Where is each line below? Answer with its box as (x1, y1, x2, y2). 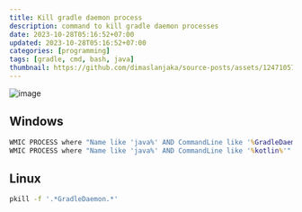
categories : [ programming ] (9, 47, 111, 56)
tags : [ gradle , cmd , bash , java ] (9, 55, 135, 64)
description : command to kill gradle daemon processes (9, 22, 219, 31)
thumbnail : (9, 64, 50, 73)
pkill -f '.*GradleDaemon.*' (9, 195, 119, 204)
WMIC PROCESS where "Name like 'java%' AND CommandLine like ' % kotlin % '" (9, 146, 292, 155)
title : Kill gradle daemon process (9, 13, 143, 22)
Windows (9, 114, 64, 129)
